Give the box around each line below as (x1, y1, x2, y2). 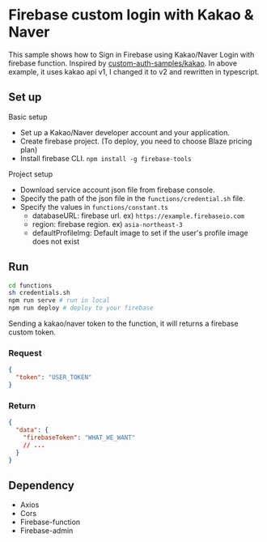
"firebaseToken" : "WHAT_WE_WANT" (23, 433, 136, 442)
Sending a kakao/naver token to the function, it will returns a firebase (8, 318, 239, 329)
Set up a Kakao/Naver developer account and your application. (19, 127, 231, 137)
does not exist (32, 237, 80, 246)
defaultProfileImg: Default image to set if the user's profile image (32, 228, 248, 237)
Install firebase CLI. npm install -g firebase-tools (19, 153, 192, 163)
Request (8, 347, 42, 358)
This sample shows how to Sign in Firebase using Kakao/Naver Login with (8, 49, 255, 59)
